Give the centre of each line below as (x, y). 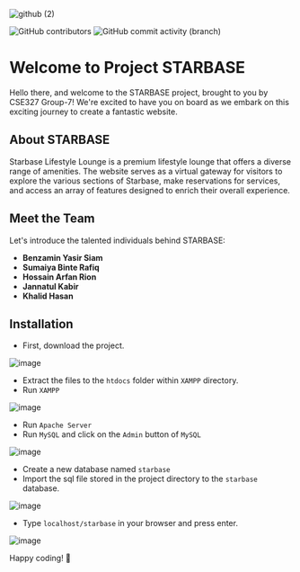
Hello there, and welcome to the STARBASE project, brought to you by (139, 92)
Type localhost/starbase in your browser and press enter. (130, 523)
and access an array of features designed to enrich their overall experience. (150, 190)
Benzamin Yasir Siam (62, 257)
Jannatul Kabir (50, 286)
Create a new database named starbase (96, 469)
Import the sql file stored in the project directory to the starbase (140, 479)
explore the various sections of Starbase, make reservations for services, (145, 181)
